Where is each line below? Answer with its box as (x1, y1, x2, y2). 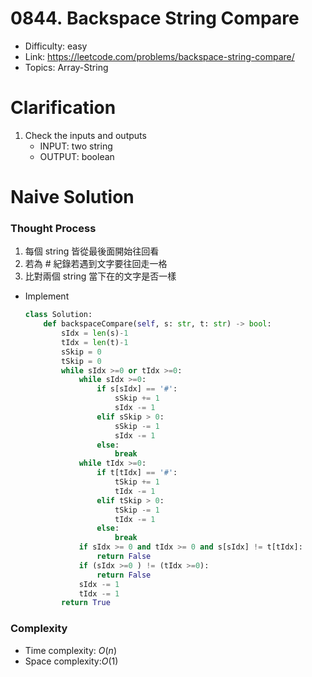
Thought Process (10, 221, 97, 235)
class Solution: (24, 310, 93, 320)
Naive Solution (10, 186, 135, 209)
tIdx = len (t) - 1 (61, 337, 129, 347)
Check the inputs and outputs (24, 129, 147, 141)
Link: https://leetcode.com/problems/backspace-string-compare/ (24, 50, 295, 62)
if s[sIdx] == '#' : (96, 384, 178, 394)
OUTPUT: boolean (39, 150, 115, 162)
